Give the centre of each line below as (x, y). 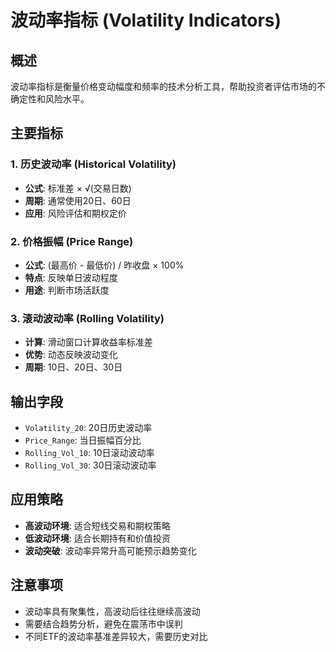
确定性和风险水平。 (50, 99)
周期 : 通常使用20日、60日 (78, 200)
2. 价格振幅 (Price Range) (72, 241)
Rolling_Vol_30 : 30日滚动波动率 (90, 465)
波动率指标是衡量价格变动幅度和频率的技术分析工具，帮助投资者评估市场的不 (168, 86)
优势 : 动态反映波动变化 (71, 355)
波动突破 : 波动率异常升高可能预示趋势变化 (110, 550)
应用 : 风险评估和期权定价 (75, 213)
